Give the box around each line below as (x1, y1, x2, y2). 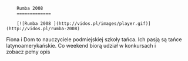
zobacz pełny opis (6, 48, 51, 55)
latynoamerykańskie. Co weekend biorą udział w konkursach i (6, 42, 156, 49)
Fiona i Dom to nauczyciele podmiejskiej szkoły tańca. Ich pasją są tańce (6, 36, 182, 43)
